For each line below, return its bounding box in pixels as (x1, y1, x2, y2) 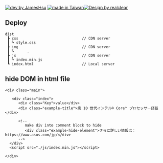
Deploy (5, 19, 27, 27)
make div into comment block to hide (24, 122, 102, 128)
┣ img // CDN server (7, 44, 111, 49)
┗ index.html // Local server (7, 61, 115, 66)
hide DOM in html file (5, 75, 70, 83)
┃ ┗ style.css (7, 40, 36, 45)
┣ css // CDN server (7, 36, 111, 41)
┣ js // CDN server (7, 53, 111, 58)
